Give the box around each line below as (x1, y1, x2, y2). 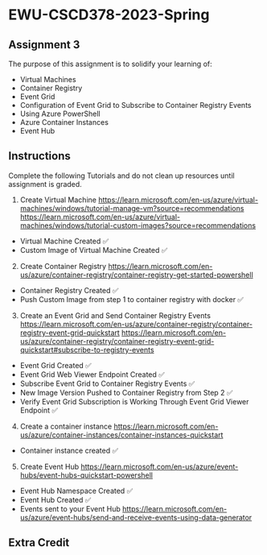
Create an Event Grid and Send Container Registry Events (19, 310, 212, 320)
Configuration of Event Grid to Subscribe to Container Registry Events (19, 101, 252, 110)
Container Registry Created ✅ (19, 285, 119, 295)
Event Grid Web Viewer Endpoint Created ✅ (19, 369, 165, 379)
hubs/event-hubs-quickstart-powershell (19, 470, 154, 480)
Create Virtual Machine (19, 195, 97, 205)
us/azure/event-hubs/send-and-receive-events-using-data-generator (19, 512, 253, 522)
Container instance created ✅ (19, 445, 119, 455)
